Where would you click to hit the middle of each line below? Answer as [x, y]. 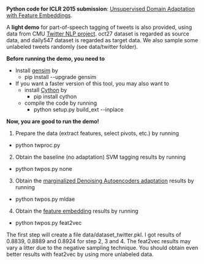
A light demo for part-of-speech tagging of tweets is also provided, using [99, 27]
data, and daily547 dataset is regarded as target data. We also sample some [102, 40]
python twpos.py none [43, 169]
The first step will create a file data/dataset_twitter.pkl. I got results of [94, 235]
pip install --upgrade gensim [60, 77]
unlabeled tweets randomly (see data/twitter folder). [72, 47]
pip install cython [55, 96]
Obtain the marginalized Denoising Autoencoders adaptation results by [104, 181]
